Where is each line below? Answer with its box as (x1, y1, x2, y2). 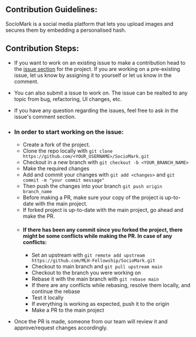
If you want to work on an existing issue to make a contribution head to (13, 59, 186, 66)
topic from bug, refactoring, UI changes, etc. (13, 95, 122, 102)
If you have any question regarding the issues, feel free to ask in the (13, 107, 178, 114)
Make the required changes (22, 164, 90, 172)
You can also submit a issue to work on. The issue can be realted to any (13, 89, 188, 96)
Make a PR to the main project (31, 306, 104, 314)
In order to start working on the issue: (13, 127, 124, 136)
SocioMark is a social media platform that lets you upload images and (5, 20, 174, 27)
